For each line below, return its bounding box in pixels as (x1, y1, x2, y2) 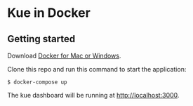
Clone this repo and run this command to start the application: (7, 65, 187, 73)
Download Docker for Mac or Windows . (7, 51, 121, 60)
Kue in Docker (7, 5, 91, 21)
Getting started (7, 33, 76, 45)
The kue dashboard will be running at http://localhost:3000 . (7, 91, 180, 99)
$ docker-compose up (7, 79, 68, 86)
